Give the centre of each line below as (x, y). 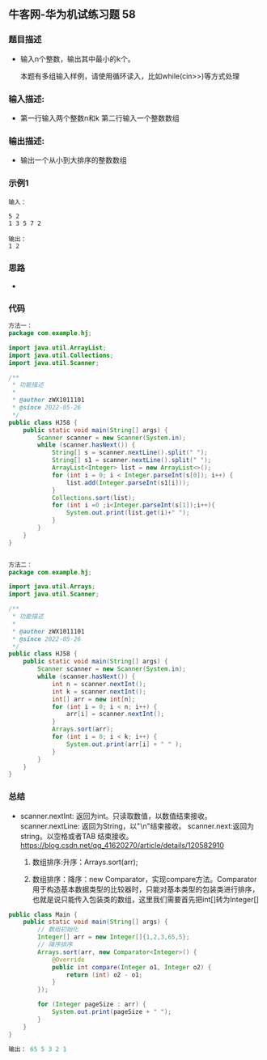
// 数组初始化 (58, 930)
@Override (68, 960)
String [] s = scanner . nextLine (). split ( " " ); (129, 453)
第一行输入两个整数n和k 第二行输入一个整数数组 (100, 118)
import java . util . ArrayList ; (57, 348)
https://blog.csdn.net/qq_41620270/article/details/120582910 (122, 845)
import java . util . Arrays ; (52, 587)
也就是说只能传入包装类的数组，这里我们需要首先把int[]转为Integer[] (145, 899)
